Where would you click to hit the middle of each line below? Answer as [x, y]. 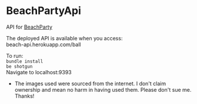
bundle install [25, 61]
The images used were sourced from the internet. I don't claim [90, 84]
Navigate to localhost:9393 [39, 72]
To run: [15, 56]
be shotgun [19, 66]
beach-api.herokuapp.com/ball [44, 44]
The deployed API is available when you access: [64, 38]
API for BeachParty [29, 27]
